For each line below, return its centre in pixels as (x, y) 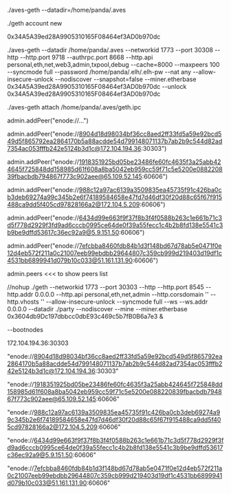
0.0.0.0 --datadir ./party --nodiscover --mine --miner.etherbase (97, 309)
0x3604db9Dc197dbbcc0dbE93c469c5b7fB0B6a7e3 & (85, 316)
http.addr (20, 294)
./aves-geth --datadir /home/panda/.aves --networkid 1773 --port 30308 (110, 50)
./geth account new (35, 23)
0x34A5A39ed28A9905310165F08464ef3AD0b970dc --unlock (97, 86)
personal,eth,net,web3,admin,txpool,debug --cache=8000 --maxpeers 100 (113, 64)
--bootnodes (25, 329)
